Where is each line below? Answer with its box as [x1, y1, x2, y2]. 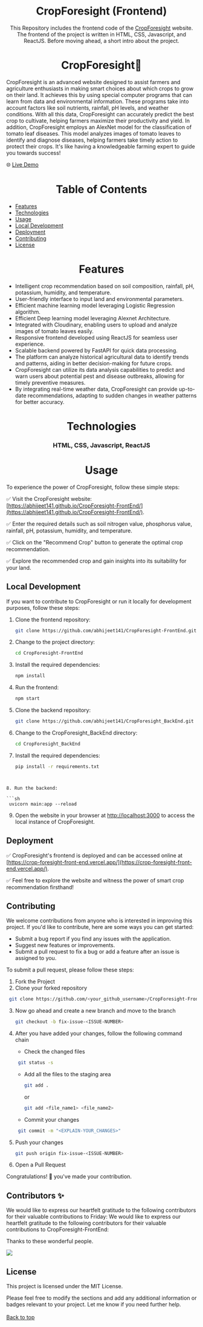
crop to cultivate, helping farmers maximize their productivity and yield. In [6, 117, 190, 124]
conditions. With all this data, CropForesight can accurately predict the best [6, 110, 195, 117]
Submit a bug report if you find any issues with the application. [14, 935, 171, 942]
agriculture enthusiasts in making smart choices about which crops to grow [6, 85, 194, 92]
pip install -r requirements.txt [14, 763, 100, 770]
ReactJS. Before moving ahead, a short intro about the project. [24, 37, 179, 44]
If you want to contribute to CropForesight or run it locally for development [6, 598, 192, 605]
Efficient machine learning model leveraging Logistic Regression [14, 302, 175, 309]
